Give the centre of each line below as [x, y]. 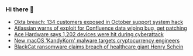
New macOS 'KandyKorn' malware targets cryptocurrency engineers [97, 41]
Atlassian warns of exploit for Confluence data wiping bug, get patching [101, 28]
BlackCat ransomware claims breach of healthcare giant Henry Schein [99, 47]
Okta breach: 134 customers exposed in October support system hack [99, 22]
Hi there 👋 [20, 9]
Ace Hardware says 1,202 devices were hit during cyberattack [89, 34]
